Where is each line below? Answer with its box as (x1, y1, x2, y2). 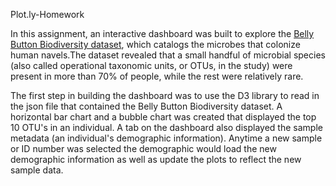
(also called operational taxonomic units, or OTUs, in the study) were (10, 60, 293, 71)
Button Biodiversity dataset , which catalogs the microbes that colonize (10, 39, 301, 50)
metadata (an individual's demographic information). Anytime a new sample (10, 132, 323, 144)
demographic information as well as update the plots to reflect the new (10, 154, 302, 165)
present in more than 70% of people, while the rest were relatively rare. (10, 70, 304, 82)
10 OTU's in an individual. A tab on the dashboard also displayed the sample (10, 122, 323, 133)
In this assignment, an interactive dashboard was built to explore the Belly (10, 28, 315, 39)
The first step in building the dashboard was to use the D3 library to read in (10, 90, 320, 101)
